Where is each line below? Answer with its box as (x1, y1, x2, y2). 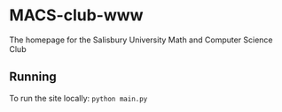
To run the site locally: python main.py (9, 93, 148, 103)
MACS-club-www (9, 5, 144, 26)
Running (9, 70, 58, 85)
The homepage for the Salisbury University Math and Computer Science (9, 34, 273, 45)
